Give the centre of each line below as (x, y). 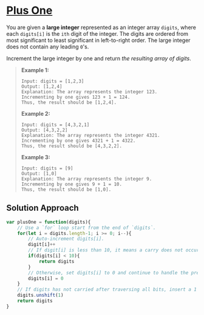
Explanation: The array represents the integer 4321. (90, 135)
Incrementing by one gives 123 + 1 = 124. (76, 97)
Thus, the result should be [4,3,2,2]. (72, 146)
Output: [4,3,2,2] (44, 130)
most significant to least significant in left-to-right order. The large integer (98, 40)
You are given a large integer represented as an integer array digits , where (101, 27)
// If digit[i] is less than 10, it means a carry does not (106, 250)
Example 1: (35, 70)
